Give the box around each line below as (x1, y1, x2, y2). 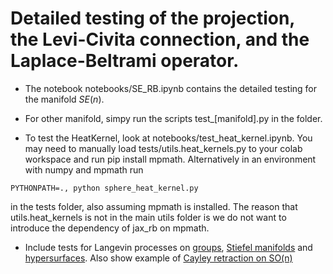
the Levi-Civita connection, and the (10, 28, 310, 51)
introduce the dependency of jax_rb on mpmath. (10, 222, 210, 234)
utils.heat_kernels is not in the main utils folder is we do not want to (10, 211, 287, 223)
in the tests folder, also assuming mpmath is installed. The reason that (10, 200, 298, 212)
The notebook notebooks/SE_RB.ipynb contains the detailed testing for (24, 82, 318, 94)
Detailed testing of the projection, (10, 7, 295, 30)
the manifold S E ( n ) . (24, 93, 105, 105)
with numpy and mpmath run (24, 163, 144, 176)
